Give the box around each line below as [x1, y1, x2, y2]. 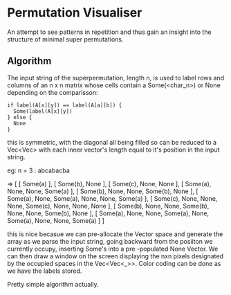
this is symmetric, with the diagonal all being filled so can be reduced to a [7, 138, 216, 146]
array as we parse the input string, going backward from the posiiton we [7, 237, 213, 245]
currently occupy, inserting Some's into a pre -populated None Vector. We [7, 244, 219, 253]
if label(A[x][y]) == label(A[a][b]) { [7, 102, 122, 109]
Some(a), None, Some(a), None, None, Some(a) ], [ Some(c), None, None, [7, 194, 218, 202]
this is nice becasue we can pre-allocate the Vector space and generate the [7, 230, 223, 238]
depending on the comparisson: [7, 88, 98, 96]
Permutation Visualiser [7, 5, 142, 21]
